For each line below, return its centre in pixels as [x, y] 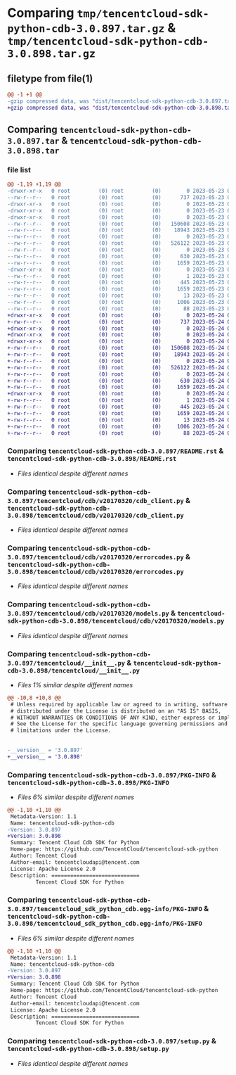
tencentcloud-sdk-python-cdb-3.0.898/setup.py [88, 1049]
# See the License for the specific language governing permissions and [119, 724]
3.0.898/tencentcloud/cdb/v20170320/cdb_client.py [96, 515]
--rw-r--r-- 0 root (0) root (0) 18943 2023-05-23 [116, 230]
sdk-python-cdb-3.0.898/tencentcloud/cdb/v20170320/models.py [116, 621]
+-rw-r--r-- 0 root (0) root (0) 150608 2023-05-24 [116, 348]
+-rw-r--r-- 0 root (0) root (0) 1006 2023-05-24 [116, 426]
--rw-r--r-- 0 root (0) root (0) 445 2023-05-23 [116, 283]
